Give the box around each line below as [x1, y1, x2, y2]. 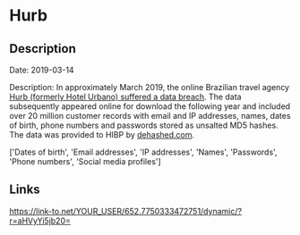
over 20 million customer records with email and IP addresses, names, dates [9, 111, 291, 121]
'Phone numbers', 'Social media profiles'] [9, 156, 161, 166]
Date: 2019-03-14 [9, 64, 74, 75]
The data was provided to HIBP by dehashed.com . [9, 130, 195, 139]
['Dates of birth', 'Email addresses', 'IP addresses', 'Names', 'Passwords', [9, 147, 278, 157]
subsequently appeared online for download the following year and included [9, 101, 291, 112]
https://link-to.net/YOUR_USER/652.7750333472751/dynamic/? [9, 206, 243, 216]
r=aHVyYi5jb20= [9, 215, 72, 226]
